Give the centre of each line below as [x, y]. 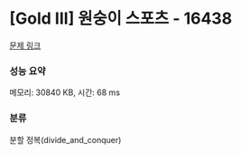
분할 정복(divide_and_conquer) [65, 140]
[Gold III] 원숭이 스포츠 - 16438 [121, 19]
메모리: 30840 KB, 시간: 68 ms [65, 92]
